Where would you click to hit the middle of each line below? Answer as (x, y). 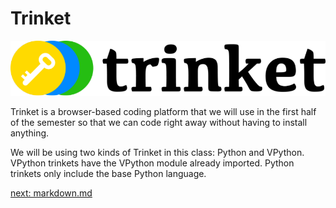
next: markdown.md (51, 193)
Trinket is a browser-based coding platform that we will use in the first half (163, 112)
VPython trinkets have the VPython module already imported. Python (152, 163)
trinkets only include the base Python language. (108, 174)
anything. (30, 133)
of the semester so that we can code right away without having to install (159, 123)
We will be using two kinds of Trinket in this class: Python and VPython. (157, 153)
